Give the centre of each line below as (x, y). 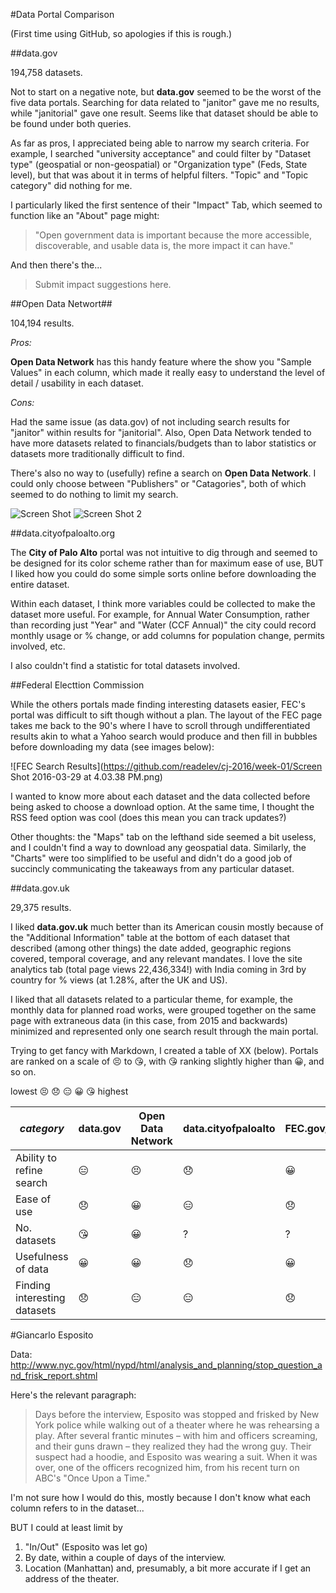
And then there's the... (56, 265)
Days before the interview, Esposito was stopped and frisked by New (177, 1414)
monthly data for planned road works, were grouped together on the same (163, 1010)
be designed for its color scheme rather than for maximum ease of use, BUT (167, 563)
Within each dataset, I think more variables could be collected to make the (163, 603)
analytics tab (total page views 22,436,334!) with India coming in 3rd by (158, 969)
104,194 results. (42, 323)
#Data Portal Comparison (62, 14)
